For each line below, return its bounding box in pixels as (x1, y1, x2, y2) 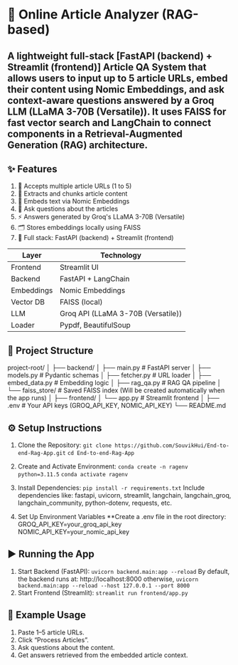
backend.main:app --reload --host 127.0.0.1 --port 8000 (17, 582, 190, 590)
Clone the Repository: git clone (17, 441, 112, 449)
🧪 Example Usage (7, 609, 87, 622)
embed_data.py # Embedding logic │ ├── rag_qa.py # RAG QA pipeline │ (7, 379, 222, 387)
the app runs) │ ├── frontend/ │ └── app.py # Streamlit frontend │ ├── (7, 394, 220, 402)
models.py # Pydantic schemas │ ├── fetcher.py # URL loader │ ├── (7, 371, 212, 379)
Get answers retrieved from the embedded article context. (17, 651, 188, 659)
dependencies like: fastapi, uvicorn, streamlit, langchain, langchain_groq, (17, 491, 232, 500)
